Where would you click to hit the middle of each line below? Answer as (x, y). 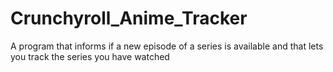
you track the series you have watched (90, 56)
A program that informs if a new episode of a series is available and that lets (167, 46)
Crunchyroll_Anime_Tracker (129, 18)
